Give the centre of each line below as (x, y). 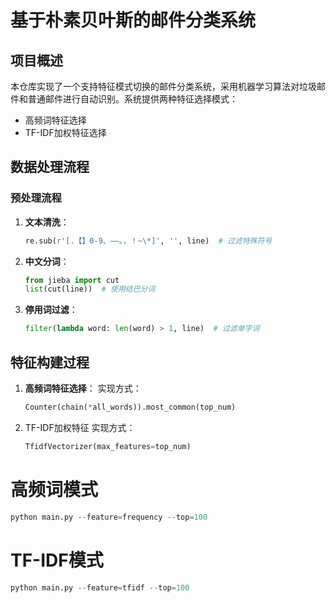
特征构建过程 (50, 362)
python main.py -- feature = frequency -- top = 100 (109, 517)
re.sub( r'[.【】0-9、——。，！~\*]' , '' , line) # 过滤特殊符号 (148, 241)
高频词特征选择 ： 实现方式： (83, 388)
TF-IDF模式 (57, 560)
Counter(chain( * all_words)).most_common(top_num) (130, 407)
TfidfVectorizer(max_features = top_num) (108, 446)
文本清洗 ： (47, 222)
